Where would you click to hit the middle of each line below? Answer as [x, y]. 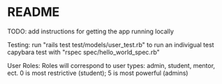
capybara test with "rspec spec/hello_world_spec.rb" [84, 52]
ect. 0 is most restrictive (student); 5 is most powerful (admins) [98, 73]
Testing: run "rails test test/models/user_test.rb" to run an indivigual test [111, 44]
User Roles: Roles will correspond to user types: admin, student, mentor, [111, 65]
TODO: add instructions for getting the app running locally [91, 31]
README [34, 12]
